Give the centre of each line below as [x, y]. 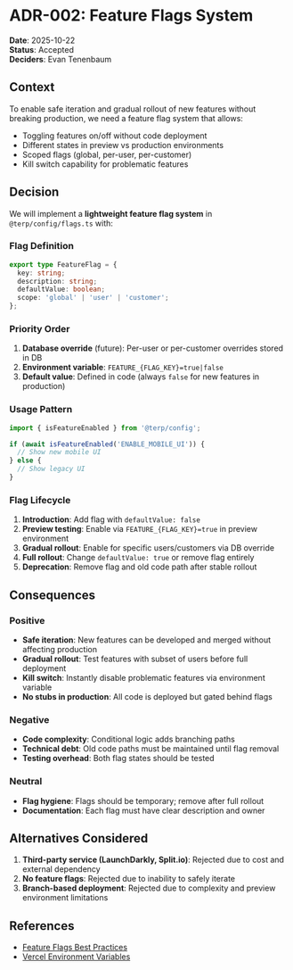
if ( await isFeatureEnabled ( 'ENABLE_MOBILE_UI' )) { [107, 444]
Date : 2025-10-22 [42, 40]
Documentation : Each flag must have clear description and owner [143, 810]
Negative [29, 719]
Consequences [53, 595]
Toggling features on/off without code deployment [114, 136]
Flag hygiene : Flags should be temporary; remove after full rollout [143, 800]
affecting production [60, 649]
